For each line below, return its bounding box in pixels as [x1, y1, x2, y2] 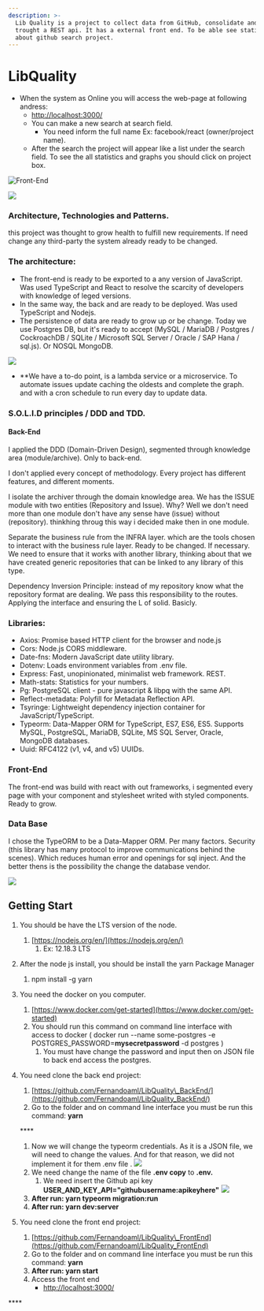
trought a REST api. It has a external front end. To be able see [15, 26, 237, 34]
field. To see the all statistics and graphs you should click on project [31, 152, 251, 162]
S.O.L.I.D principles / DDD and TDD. [8, 408, 146, 419]
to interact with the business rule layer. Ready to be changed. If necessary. [8, 541, 250, 550]
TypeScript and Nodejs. [19, 307, 97, 317]
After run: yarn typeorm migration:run [31, 1194, 159, 1203]
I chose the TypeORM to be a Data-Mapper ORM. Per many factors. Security [8, 836, 255, 846]
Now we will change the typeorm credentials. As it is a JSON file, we [31, 1141, 253, 1151]
